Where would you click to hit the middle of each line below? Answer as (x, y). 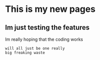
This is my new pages (50, 9)
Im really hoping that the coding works (44, 39)
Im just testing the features (47, 28)
